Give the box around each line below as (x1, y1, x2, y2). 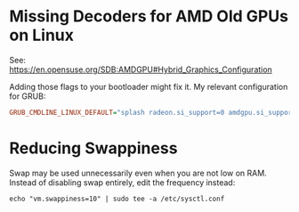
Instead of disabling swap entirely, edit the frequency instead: (9, 176, 236, 188)
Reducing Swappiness (9, 138, 178, 158)
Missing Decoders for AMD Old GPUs (9, 6, 289, 27)
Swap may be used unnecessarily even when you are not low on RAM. (9, 167, 267, 178)
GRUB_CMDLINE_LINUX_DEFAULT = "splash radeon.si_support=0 (9, 108, 225, 117)
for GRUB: (9, 91, 46, 102)
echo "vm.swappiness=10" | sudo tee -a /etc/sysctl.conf (9, 194, 225, 203)
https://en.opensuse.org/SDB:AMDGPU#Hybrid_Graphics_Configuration (9, 64, 273, 75)
